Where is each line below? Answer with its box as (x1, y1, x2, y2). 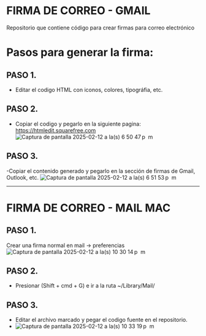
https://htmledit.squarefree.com (15, 126, 96, 134)
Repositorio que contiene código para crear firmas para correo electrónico (6, 24, 195, 31)
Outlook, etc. (6, 174, 39, 181)
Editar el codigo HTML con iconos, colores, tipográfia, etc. (15, 86, 163, 93)
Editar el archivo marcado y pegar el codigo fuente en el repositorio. (15, 316, 188, 324)
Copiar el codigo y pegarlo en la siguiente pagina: (15, 120, 141, 128)
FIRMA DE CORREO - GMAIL (6, 4, 151, 18)
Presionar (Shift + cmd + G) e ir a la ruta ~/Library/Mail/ (15, 282, 155, 289)
